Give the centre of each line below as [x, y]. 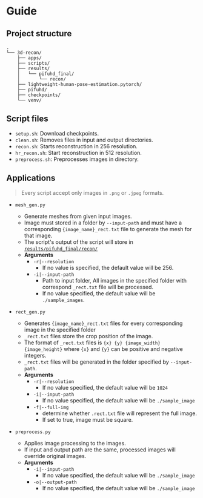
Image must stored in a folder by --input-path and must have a [103, 223]
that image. [38, 235]
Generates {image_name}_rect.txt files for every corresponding [103, 323]
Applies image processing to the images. [75, 443]
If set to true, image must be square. [88, 419]
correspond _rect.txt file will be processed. [98, 287]
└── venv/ [30, 100]
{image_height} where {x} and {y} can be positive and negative [103, 349]
